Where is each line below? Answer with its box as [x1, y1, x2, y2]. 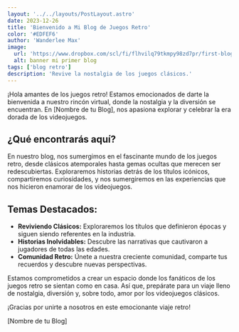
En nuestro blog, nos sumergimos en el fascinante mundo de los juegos [7, 152, 217, 161]
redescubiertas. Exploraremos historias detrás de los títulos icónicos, [7, 167, 210, 176]
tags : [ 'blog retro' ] [7, 64, 72, 71]
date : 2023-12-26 [7, 17, 59, 24]
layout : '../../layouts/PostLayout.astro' [7, 10, 135, 18]
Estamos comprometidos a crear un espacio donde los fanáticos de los [7, 274, 216, 283]
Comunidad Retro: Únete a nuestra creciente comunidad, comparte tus [17, 253, 228, 261]
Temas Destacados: [7, 203, 98, 215]
